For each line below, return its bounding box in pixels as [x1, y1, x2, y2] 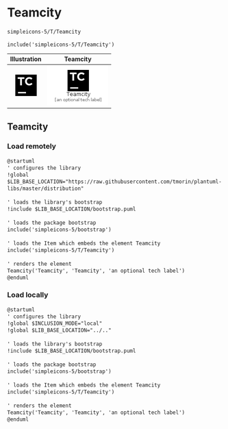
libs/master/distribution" [7, 185, 84, 192]
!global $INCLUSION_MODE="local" [7, 320, 103, 327]
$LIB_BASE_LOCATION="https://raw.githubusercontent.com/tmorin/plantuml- [7, 178, 223, 185]
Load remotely [7, 141, 57, 151]
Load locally [7, 290, 49, 299]
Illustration [10, 55, 42, 63]
